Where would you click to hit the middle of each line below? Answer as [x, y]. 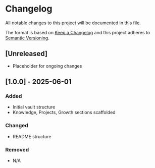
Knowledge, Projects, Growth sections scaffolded [64, 113]
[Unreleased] [27, 54]
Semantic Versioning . [27, 38]
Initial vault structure [34, 107]
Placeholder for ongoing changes [47, 66]
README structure [32, 136]
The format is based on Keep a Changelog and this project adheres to [78, 32]
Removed [17, 149]
